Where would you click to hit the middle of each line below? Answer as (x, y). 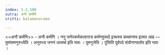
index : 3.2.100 (21, 10)
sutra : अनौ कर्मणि (21, 14)
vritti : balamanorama (28, 19)
